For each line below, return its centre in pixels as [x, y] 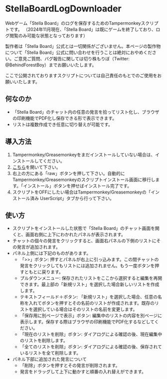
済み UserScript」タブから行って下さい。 [72, 198]
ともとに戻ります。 [44, 272]
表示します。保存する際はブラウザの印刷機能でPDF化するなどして [87, 322]
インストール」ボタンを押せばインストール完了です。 [78, 186]
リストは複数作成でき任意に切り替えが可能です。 [63, 124]
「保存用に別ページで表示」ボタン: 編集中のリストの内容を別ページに [91, 316]
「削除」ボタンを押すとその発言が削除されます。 [70, 366]
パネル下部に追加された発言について [50, 359]
